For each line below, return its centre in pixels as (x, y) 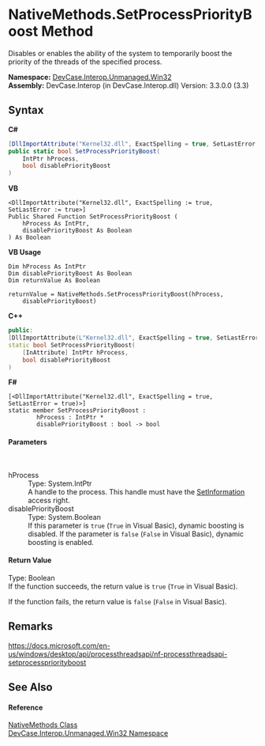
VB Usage (25, 252)
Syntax (26, 110)
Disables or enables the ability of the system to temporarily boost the (120, 53)
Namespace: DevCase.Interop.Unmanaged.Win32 (90, 77)
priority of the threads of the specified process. (85, 62)
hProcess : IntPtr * (70, 418)
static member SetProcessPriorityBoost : (77, 411)
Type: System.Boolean (64, 517)
